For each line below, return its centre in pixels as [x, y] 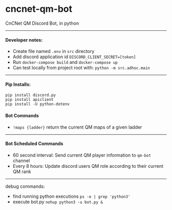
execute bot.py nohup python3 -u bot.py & [58, 202]
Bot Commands [22, 115]
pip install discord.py [31, 95]
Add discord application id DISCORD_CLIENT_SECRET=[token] [74, 57]
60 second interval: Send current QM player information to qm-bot [82, 155]
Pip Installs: [18, 84]
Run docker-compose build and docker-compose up [65, 62]
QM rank [22, 171]
